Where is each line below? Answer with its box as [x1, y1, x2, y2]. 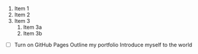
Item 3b [23, 30, 42, 37]
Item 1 [14, 5, 29, 12]
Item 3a [23, 23, 42, 31]
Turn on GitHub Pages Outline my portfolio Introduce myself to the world [14, 41, 193, 48]
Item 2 [14, 11, 30, 18]
